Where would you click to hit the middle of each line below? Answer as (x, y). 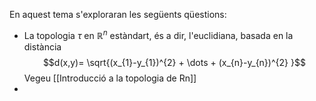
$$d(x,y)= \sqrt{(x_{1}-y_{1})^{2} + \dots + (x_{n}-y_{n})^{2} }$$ (174, 62)
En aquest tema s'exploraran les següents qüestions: (118, 14)
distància (42, 46)
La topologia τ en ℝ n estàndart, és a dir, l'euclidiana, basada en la (158, 34)
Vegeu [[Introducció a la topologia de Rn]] (110, 78)
